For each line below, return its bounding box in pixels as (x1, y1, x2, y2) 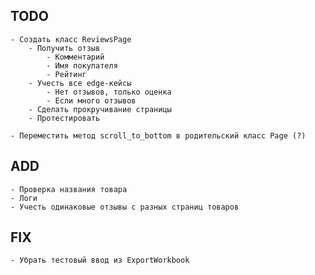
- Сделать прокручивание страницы (28, 104, 172, 114)
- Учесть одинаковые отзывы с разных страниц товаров (10, 202, 240, 212)
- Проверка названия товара (10, 184, 128, 194)
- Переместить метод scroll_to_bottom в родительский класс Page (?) (10, 130, 307, 141)
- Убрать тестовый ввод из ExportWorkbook (10, 255, 190, 266)
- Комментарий (46, 52, 105, 62)
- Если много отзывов (46, 95, 137, 106)
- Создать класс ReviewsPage (10, 34, 132, 44)
